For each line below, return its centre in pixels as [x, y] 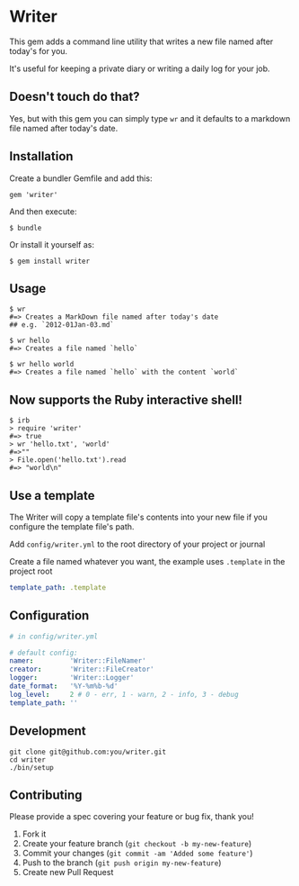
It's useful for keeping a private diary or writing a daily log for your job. [140, 68]
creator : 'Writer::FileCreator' [82, 669]
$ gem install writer [50, 261]
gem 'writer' [34, 194]
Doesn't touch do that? [75, 97]
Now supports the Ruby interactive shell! [126, 399]
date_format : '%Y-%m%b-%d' [64, 686]
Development [48, 731]
